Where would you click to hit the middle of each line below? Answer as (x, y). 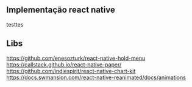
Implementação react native (61, 10)
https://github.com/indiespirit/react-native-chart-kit (71, 71)
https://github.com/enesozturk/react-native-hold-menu (76, 58)
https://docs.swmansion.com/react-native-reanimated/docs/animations (96, 77)
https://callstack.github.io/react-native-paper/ (64, 64)
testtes (15, 24)
